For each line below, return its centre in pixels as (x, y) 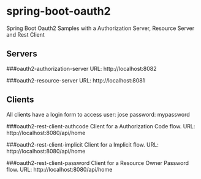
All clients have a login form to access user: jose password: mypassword (98, 114)
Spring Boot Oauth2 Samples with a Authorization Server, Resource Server (100, 28)
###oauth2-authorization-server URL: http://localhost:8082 (82, 68)
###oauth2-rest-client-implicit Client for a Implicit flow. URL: (83, 144)
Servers (22, 54)
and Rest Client (25, 34)
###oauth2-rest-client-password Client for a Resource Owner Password (97, 163)
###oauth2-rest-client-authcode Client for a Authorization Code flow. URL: (101, 126)
